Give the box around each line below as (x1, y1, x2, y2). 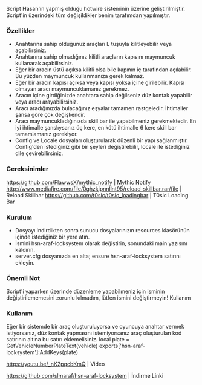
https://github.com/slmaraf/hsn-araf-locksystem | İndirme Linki (6, 372, 164, 380)
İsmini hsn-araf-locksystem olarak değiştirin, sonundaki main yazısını (15, 239, 187, 247)
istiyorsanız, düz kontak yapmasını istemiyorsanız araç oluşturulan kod (6, 329, 182, 337)
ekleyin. (15, 258, 35, 266)
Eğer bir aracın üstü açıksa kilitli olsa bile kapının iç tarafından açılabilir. (15, 66, 192, 73)
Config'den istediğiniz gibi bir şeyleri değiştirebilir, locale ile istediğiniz (15, 143, 191, 151)
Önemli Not (6, 274, 41, 282)
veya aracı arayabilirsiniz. (15, 98, 79, 105)
